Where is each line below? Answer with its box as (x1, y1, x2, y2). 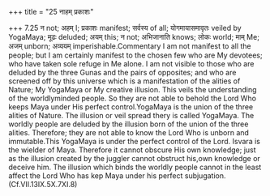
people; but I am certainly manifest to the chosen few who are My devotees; (8, 50, 263, 60)
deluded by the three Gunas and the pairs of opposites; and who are (8, 68, 237, 77)
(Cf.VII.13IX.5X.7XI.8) (8, 180, 78, 189)
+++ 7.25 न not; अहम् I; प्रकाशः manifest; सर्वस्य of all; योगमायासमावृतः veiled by (8, 23, 242, 32)
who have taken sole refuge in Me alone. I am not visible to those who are (8, 59, 255, 68)
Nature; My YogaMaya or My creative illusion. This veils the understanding (8, 85, 257, 94)
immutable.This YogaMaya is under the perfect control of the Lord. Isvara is (8, 137, 261, 146)
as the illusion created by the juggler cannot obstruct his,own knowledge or (8, 154, 261, 163)
